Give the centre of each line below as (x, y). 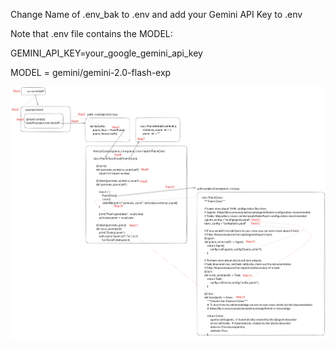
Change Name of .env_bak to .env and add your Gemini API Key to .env (156, 14)
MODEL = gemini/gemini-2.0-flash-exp (91, 72)
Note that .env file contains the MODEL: (91, 33)
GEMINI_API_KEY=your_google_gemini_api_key (106, 53)
